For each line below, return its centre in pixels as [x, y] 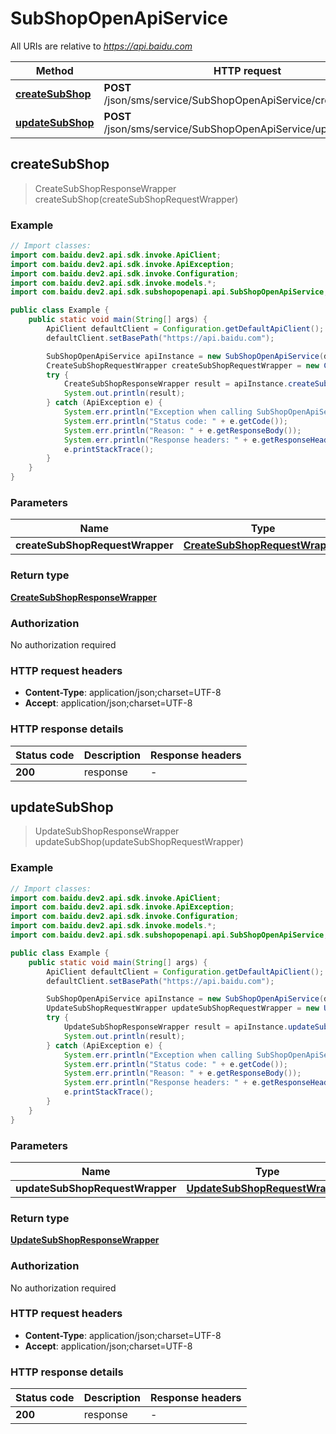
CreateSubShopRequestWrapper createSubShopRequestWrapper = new [183, 365]
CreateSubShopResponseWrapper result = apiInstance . [175, 384]
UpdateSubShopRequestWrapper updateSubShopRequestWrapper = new [183, 1008]
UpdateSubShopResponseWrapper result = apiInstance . [175, 1027]
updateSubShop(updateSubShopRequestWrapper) [139, 842]
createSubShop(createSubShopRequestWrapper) [136, 199]
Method [54, 70]
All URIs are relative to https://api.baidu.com [101, 46]
